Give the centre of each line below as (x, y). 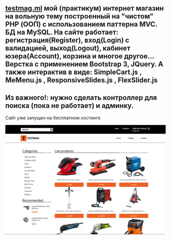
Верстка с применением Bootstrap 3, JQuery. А (84, 64)
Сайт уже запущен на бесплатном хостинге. (53, 118)
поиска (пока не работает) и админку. (69, 105)
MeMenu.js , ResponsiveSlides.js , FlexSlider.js (81, 80)
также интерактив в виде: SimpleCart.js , (74, 72)
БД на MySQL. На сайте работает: (62, 32)
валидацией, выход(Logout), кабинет (68, 48)
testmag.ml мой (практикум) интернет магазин (84, 8)
